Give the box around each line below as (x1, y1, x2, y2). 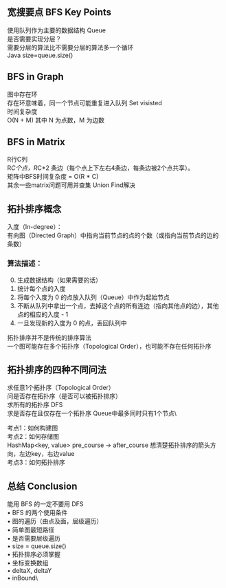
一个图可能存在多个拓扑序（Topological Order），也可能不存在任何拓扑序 (7, 342, 212, 350)
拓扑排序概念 (7, 203, 62, 215)
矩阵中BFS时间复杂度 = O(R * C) (7, 173, 99, 181)
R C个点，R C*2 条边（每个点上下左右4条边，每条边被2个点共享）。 (7, 164, 194, 172)
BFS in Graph (7, 71, 64, 83)
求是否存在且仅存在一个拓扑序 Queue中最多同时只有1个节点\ (7, 409, 177, 417)
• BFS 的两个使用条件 (7, 508, 68, 517)
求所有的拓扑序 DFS (7, 401, 63, 409)
